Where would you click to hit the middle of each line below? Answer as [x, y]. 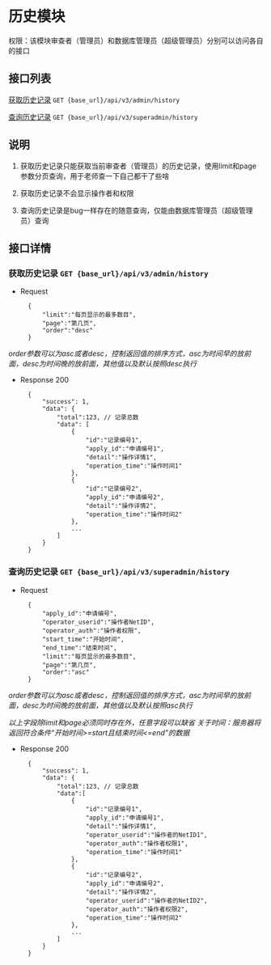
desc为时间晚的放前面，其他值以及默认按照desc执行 [110, 364]
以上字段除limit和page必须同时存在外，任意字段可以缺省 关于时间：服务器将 [135, 722]
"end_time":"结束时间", [79, 648]
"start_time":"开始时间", [83, 639]
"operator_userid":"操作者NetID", [98, 622]
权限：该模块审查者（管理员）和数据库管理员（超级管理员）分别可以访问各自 [136, 40]
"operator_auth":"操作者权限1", [137, 843]
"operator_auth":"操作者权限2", [137, 909]
